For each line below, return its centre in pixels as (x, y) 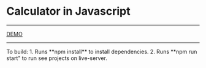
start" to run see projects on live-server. (57, 58)
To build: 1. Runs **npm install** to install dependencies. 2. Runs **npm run (102, 51)
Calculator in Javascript (68, 11)
